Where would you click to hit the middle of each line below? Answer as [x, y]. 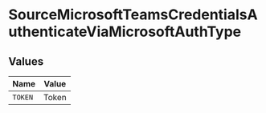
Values [26, 61]
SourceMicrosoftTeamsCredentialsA [133, 15]
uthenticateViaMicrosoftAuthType [125, 32]
